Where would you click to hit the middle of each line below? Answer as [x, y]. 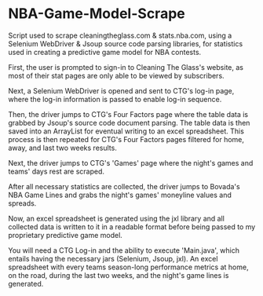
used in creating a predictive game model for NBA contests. [105, 52]
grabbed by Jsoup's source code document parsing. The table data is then [129, 122]
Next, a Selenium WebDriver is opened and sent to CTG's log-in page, [121, 90]
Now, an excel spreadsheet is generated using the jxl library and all [117, 218]
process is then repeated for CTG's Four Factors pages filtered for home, [126, 139]
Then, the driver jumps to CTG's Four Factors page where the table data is [128, 114]
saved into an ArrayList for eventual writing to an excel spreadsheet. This [126, 131]
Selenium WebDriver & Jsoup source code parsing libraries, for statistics [126, 43]
